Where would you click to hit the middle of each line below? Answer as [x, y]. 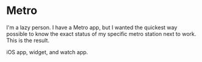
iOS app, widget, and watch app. [47, 52]
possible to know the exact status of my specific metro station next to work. [101, 33]
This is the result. [28, 40]
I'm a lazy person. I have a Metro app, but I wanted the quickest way [92, 27]
